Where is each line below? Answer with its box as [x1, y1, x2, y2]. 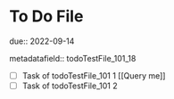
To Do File [9, 6, 84, 27]
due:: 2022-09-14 [9, 36, 75, 46]
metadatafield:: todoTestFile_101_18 [9, 53, 137, 63]
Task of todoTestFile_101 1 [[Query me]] [21, 70, 166, 81]
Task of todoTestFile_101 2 [21, 80, 118, 91]
